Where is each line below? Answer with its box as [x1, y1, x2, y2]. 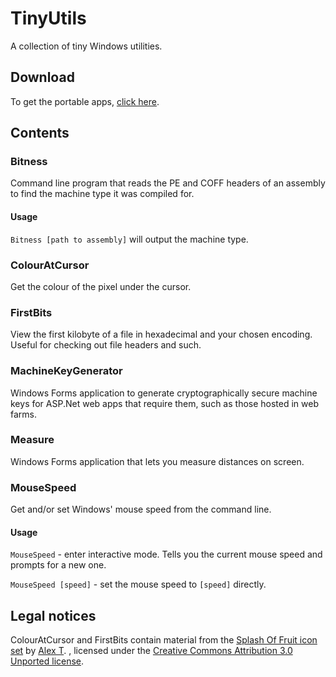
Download [10, 69, 75, 86]
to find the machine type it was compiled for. [10, 188, 195, 200]
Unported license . [10, 655, 85, 667]
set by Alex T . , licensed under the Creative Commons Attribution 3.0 [10, 645, 293, 657]
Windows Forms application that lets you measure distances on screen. [10, 455, 305, 467]
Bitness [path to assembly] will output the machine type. [10, 233, 249, 245]
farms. [10, 408, 37, 420]
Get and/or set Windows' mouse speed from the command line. [10, 503, 272, 516]
